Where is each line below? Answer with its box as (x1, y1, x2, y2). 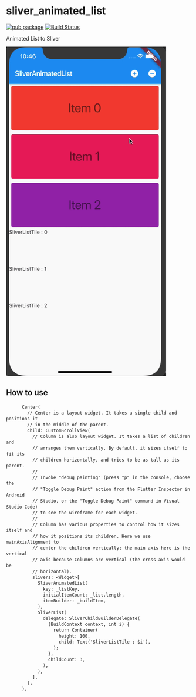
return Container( (53, 627, 99, 633)
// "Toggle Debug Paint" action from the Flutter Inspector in (32, 486, 191, 492)
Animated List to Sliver (6, 35, 60, 42)
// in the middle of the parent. (27, 422, 109, 427)
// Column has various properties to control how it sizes (32, 521, 180, 527)
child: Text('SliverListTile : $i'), (58, 639, 151, 645)
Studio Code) (6, 504, 38, 510)
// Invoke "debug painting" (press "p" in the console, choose (32, 474, 191, 480)
